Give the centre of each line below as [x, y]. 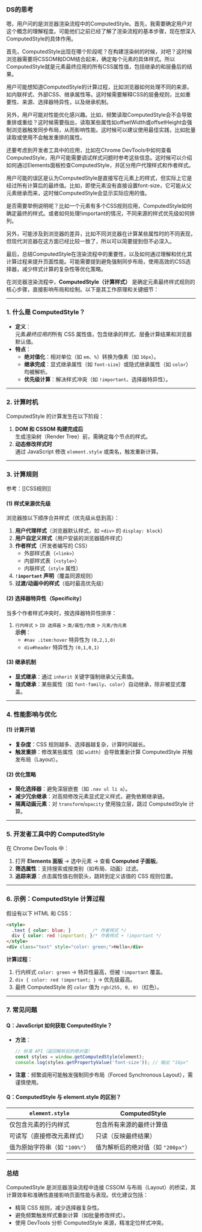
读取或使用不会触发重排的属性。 [46, 137]
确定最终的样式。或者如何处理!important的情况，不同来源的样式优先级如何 [98, 213]
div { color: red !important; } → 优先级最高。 [75, 980]
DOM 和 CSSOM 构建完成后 [49, 429]
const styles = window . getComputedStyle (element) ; [80, 1057]
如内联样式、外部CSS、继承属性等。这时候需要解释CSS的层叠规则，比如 [96, 95]
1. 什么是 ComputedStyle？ [46, 313]
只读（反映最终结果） [126, 1136]
